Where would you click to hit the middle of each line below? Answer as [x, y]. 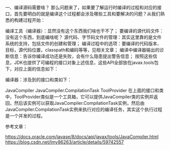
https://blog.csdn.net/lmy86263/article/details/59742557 [65, 142]
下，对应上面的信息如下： [32, 69]
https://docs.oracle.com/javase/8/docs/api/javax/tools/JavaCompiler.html [82, 137]
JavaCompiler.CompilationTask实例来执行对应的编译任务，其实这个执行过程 [84, 109]
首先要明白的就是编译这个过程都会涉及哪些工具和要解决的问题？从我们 [87, 14]
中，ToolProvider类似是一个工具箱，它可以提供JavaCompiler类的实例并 [79, 97]
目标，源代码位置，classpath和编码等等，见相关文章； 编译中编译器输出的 [82, 50]
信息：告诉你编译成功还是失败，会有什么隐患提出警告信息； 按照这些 [81, 56]
